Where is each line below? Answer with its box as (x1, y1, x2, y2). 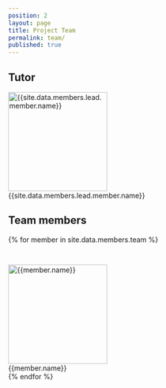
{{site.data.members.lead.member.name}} (8, 190, 145, 200)
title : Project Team (8, 26, 77, 34)
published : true (8, 41, 62, 49)
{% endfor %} (8, 371, 54, 381)
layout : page (8, 19, 51, 27)
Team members (8, 213, 87, 227)
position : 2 (8, 11, 47, 20)
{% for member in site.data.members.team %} (8, 235, 159, 244)
